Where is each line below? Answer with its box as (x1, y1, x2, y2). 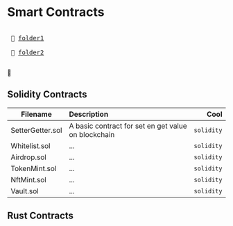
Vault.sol (10, 186, 40, 195)
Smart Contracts (7, 4, 105, 20)
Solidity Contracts (7, 88, 87, 101)
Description (69, 109, 109, 119)
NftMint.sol (10, 175, 46, 184)
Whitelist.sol (10, 140, 51, 150)
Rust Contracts (7, 210, 74, 222)
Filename (20, 109, 52, 119)
